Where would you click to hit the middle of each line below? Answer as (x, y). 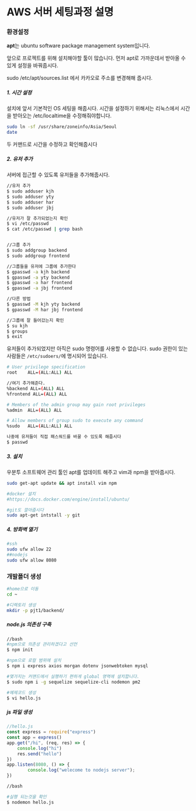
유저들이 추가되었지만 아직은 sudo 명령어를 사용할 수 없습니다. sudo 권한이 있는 (97, 349)
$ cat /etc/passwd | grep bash (45, 229)
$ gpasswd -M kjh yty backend (44, 305)
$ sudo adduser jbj (30, 208)
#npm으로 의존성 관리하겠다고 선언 (42, 644)
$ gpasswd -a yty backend (38, 277)
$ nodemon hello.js (30, 802)
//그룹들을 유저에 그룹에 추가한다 (41, 266)
